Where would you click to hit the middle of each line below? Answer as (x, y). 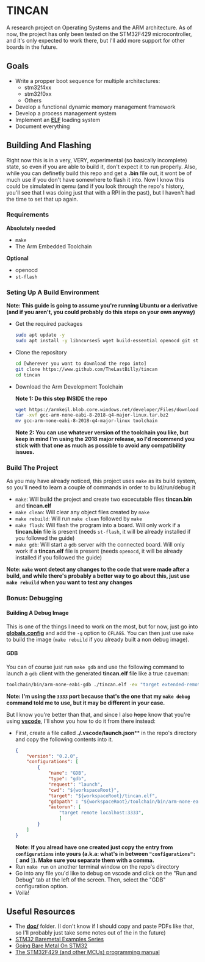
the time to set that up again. (42, 199)
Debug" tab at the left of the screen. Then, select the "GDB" (90, 880)
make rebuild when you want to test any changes (69, 583)
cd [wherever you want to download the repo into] (81, 364)
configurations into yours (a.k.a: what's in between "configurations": (106, 853)
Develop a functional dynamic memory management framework (95, 107)
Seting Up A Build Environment (53, 292)
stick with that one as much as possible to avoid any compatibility (100, 445)
